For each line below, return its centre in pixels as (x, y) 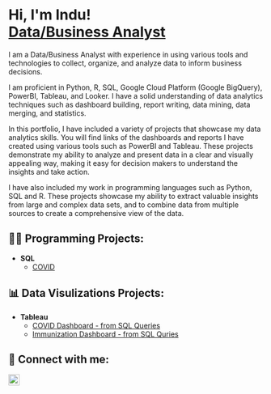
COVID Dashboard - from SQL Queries (96, 325)
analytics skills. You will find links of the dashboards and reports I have (126, 137)
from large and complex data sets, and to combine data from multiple (124, 205)
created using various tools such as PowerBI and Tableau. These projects (131, 146)
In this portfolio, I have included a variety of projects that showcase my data (135, 129)
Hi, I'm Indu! (50, 15)
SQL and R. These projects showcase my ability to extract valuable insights (133, 196)
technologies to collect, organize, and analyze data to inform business (125, 63)
